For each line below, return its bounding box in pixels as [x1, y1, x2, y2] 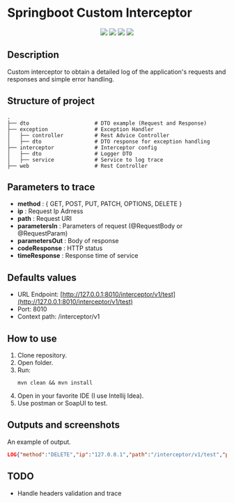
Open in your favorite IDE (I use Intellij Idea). [17, 392, 144, 400]
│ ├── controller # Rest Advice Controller [7, 132, 170, 139]
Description [7, 49, 59, 61]
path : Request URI [17, 215, 72, 223]
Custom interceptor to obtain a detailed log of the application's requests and [7, 68, 226, 76]
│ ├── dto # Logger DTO [7, 150, 132, 157]
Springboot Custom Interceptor [7, 5, 193, 21]
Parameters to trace [7, 181, 95, 193]
